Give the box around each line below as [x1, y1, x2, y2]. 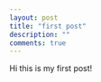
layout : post [9, 13, 59, 23]
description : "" [9, 30, 70, 39]
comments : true [9, 38, 67, 48]
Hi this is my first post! [9, 63, 93, 74]
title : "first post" [9, 22, 87, 31]
